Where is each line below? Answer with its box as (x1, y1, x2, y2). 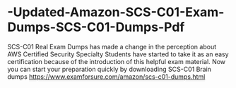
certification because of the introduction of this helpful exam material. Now (7, 57, 226, 65)
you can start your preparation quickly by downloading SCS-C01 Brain (7, 65, 212, 73)
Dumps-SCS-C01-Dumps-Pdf (7, 19, 185, 35)
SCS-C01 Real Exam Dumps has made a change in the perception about (7, 42, 217, 51)
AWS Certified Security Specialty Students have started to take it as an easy (7, 50, 229, 58)
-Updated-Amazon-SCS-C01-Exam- (7, 4, 225, 20)
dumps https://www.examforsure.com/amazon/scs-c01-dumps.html (7, 72, 206, 81)
